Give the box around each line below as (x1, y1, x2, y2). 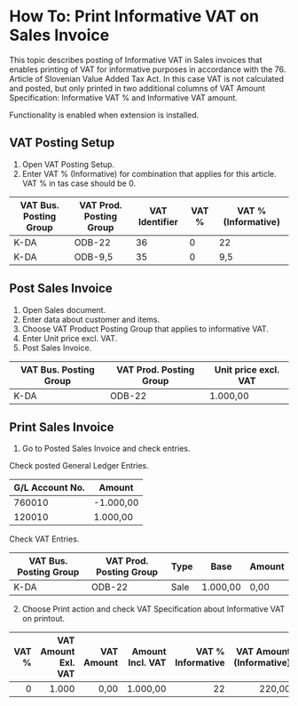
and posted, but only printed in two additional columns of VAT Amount (9, 83, 266, 93)
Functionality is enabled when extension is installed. (9, 109, 200, 120)
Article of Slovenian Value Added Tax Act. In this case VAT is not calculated (9, 73, 284, 84)
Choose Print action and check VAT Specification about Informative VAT (21, 604, 286, 614)
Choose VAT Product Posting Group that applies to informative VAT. (21, 323, 269, 334)
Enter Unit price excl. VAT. (21, 333, 118, 343)
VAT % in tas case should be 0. (21, 178, 136, 189)
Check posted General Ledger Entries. (9, 461, 149, 471)
